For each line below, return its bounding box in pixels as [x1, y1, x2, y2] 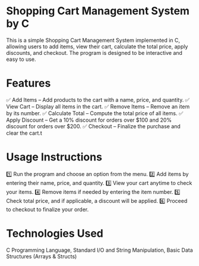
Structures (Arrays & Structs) [6, 252, 77, 260]
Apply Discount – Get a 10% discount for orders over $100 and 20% [6, 116, 172, 123]
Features [6, 76, 51, 90]
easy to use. [6, 55, 36, 63]
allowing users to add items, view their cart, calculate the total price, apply [6, 43, 188, 50]
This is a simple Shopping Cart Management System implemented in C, [6, 36, 180, 44]
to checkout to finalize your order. [6, 206, 89, 213]
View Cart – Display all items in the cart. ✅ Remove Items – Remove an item [6, 103, 190, 110]
